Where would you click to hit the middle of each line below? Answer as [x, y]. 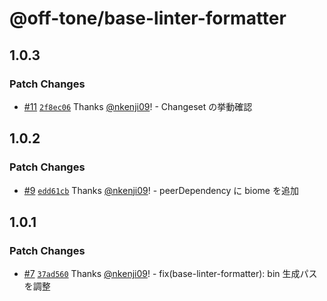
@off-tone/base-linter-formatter [148, 18]
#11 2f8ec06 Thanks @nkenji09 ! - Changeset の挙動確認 [138, 106]
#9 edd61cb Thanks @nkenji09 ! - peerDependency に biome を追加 [161, 190]
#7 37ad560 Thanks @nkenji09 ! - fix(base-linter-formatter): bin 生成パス [170, 274]
